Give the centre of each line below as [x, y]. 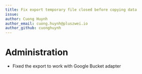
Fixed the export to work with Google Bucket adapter [67, 66]
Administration [37, 53]
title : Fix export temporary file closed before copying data [71, 10]
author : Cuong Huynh [27, 19]
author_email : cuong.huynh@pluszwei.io [47, 23]
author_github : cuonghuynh [33, 28]
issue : [12, 14]
